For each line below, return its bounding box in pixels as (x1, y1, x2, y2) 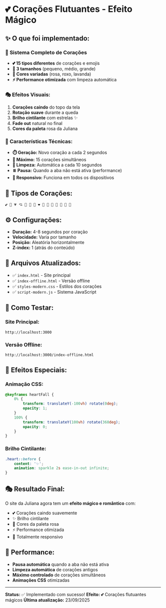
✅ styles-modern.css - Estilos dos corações (12, 283, 102, 289)
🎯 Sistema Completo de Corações (5, 49, 87, 56)
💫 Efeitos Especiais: (5, 366, 67, 374)
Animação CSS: (5, 381, 43, 388)
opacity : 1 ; (23, 406, 48, 411)
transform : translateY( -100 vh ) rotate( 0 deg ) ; (23, 401, 119, 406)
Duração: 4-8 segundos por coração (12, 229, 88, 235)
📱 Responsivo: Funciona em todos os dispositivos (12, 175, 115, 181)
